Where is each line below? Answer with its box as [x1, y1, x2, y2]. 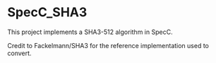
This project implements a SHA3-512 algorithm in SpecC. [7, 28, 173, 36]
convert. [7, 49, 32, 57]
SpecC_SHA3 [7, 4, 88, 21]
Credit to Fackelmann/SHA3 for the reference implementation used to [7, 41, 210, 50]
